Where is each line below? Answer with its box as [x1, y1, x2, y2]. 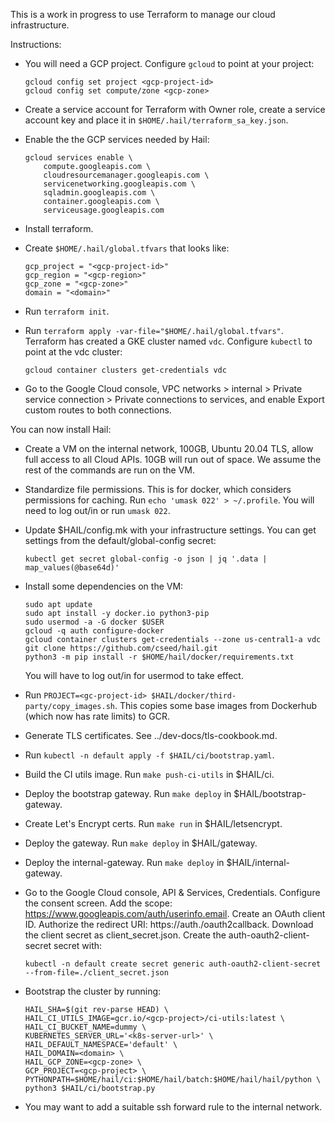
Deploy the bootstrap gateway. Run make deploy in [24, 788, 232, 799]
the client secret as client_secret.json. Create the [24, 929, 227, 941]
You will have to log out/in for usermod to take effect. [24, 670, 244, 681]
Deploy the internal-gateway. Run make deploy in [24, 857, 225, 868]
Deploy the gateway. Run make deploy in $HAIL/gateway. [24, 837, 258, 849]
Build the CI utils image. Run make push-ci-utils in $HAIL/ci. [24, 769, 275, 780]
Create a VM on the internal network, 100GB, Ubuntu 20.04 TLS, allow [24, 443, 314, 454]
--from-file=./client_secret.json [24, 968, 169, 978]
